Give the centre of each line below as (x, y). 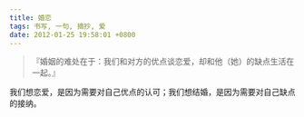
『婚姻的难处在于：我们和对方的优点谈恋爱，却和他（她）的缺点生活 (159, 62)
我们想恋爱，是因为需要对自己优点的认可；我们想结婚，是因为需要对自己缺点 (152, 93)
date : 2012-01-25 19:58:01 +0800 (73, 34)
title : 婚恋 (30, 18)
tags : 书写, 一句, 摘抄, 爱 (58, 26)
